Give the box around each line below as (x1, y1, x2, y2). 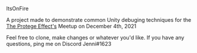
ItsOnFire (6, 5, 29, 12)
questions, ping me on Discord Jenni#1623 (6, 41, 112, 47)
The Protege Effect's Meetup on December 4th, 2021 (6, 23, 137, 29)
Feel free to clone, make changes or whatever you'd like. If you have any (6, 34, 184, 41)
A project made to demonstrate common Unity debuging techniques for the (6, 16, 192, 23)
